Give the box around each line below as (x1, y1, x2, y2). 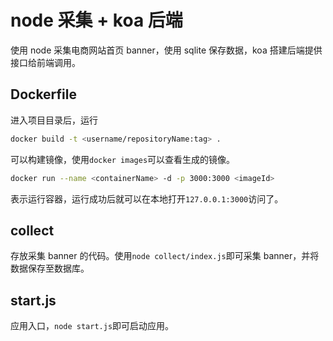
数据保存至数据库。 (10, 262, 90, 275)
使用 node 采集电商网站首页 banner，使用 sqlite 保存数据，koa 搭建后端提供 (10, 44, 323, 56)
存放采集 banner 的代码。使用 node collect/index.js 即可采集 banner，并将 (10, 250, 320, 262)
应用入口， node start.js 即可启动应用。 (10, 320, 175, 332)
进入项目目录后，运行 (10, 114, 98, 126)
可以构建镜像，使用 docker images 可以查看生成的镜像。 (10, 153, 236, 165)
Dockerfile (10, 86, 78, 103)
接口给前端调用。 (10, 56, 81, 68)
